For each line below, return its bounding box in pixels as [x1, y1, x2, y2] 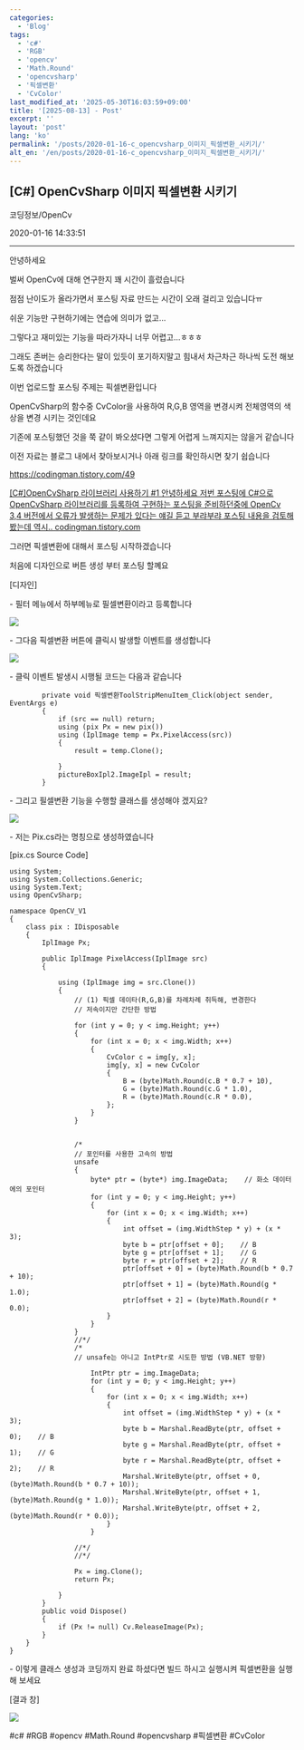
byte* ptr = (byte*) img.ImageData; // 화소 [90, 1175, 270, 1184]
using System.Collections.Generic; [9, 875, 144, 885]
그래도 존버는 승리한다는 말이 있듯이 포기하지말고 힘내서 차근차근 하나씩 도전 [9, 351, 278, 363]
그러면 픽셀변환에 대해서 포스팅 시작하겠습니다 [9, 541, 172, 552]
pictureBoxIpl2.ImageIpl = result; [57, 770, 193, 779]
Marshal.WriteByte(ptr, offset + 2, [122, 1503, 261, 1513]
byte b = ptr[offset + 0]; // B [122, 1241, 257, 1250]
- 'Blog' [17, 22, 51, 31]
